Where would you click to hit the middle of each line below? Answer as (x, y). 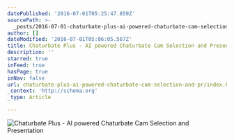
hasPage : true (28, 71)
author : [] (23, 33)
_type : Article (29, 98)
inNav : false (26, 78)
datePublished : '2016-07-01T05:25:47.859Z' (71, 14)
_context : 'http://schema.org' (53, 91)
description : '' (31, 53)
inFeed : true (26, 65)
